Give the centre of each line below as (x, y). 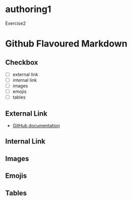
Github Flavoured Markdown (66, 44)
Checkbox (22, 62)
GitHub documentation (36, 126)
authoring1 (28, 9)
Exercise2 (16, 23)
